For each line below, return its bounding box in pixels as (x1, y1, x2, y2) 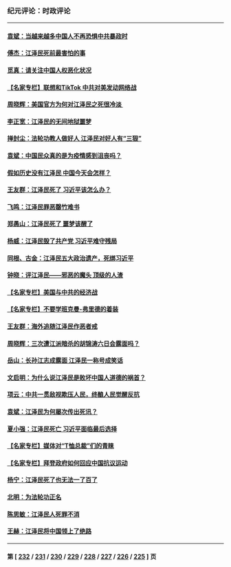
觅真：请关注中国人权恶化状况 (7, 66, 91, 74)
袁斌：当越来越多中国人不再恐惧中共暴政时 (7, 32, 128, 40)
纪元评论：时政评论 (7, 6, 71, 15)
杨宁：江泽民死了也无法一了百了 (7, 476, 98, 484)
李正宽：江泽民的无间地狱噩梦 (7, 117, 91, 126)
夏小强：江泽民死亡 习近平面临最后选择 (7, 424, 118, 432)
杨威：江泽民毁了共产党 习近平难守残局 (7, 237, 118, 246)
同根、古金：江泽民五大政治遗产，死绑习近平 (7, 254, 134, 262)
